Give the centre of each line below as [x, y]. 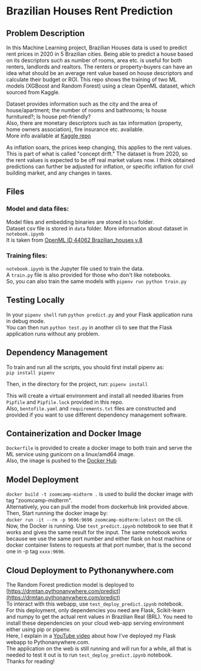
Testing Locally [35, 300]
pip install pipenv [31, 373]
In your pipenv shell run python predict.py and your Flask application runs [100, 314]
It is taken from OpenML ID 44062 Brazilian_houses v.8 [74, 240]
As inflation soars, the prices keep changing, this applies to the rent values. [99, 147]
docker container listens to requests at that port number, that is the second [99, 545]
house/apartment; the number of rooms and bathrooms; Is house [86, 110]
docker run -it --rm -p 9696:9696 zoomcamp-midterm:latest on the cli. [94, 520]
